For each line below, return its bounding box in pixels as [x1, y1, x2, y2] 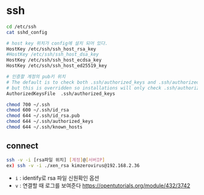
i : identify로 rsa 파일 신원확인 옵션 [15, 174, 100, 182]
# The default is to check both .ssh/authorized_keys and [6, 79, 156, 85]
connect [6, 140, 38, 151]
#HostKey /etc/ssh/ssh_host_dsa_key [6, 51, 99, 58]
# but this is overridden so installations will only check [6, 85, 162, 91]
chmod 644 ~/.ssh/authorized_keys [6, 119, 94, 125]
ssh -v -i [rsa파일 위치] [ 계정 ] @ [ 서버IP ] [6, 157, 105, 163]
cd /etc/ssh [6, 24, 36, 30]
